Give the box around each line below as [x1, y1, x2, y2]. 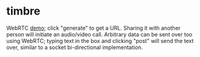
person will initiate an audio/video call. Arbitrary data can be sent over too [6, 30, 193, 38]
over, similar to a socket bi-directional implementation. [6, 44, 143, 51]
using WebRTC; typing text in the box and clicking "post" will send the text [6, 37, 194, 44]
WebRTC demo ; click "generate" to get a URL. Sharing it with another [6, 24, 181, 32]
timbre [6, 4, 41, 18]
